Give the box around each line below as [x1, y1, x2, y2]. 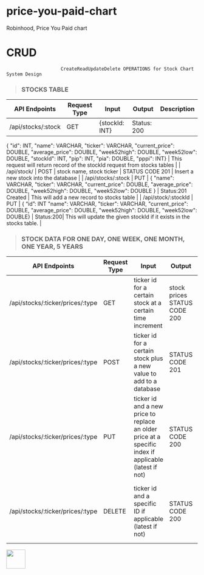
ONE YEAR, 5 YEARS [21, 242, 83, 251]
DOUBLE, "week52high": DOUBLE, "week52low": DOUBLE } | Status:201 [6, 187, 187, 195]
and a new [133, 402, 164, 411]
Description [160, 105, 195, 113]
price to [133, 409, 156, 418]
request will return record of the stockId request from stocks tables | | [6, 161, 181, 169]
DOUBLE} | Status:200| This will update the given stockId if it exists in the [6, 213, 190, 220]
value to [133, 369, 157, 378]
